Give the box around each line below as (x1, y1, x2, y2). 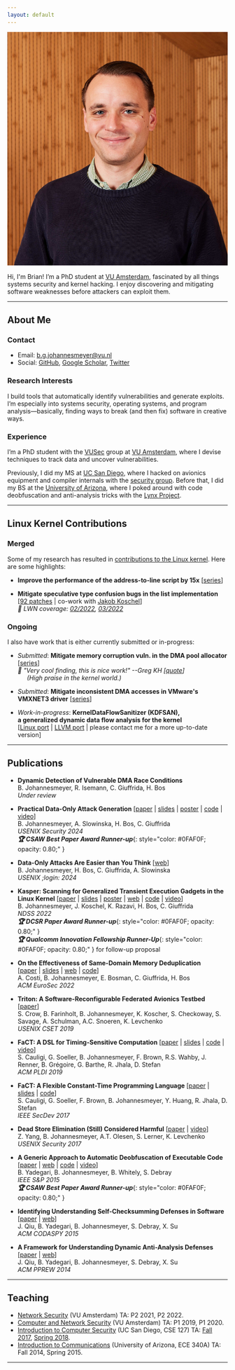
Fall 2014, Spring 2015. (17, 1348, 83, 1356)
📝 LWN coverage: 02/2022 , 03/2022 (17, 604, 124, 612)
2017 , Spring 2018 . (17, 1333, 71, 1341)
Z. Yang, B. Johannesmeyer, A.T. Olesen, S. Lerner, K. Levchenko (17, 1132, 206, 1140)
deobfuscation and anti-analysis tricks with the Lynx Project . (7, 491, 182, 500)
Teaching (7, 1292, 49, 1304)
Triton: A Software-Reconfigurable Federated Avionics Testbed (17, 994, 206, 1003)
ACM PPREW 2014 (17, 1265, 71, 1273)
